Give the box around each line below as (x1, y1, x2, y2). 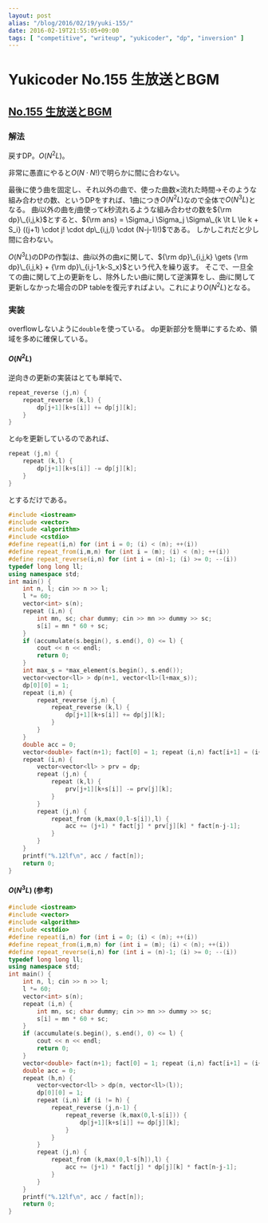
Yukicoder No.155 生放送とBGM (8, 71, 220, 89)
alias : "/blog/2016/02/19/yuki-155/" (8, 19, 134, 27)
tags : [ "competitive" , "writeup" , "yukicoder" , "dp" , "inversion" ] (8, 34, 245, 42)
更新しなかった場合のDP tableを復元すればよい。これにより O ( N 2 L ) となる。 (8, 281, 255, 292)
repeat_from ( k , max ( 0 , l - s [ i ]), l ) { (50, 815, 170, 823)
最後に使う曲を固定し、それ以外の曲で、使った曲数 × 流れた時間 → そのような (8, 184, 258, 194)
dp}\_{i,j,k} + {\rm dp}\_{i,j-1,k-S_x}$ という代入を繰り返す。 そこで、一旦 (8, 262, 247, 272)
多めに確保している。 (22, 334, 93, 344)
